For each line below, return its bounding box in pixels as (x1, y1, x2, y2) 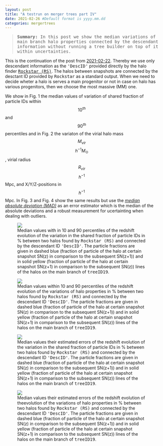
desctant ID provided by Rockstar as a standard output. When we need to (5, 74, 155, 80)
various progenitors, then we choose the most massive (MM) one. (5, 84, 137, 90)
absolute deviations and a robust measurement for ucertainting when (5, 208, 144, 214)
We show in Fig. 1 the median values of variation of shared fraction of (5, 93, 144, 99)
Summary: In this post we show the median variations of (17, 34, 156, 40)
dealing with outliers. (5, 213, 47, 219)
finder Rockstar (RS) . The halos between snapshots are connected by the (5, 68, 158, 74)
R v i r (78, 164, 86, 171)
